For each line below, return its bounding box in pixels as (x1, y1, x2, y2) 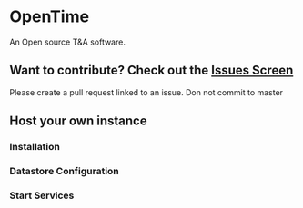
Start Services (9, 189, 75, 202)
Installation (9, 141, 61, 154)
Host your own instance (9, 114, 147, 129)
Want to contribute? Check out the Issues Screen (9, 63, 294, 78)
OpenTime (9, 6, 89, 27)
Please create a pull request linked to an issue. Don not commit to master (9, 86, 284, 97)
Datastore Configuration (9, 164, 120, 177)
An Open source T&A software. (9, 36, 126, 47)
